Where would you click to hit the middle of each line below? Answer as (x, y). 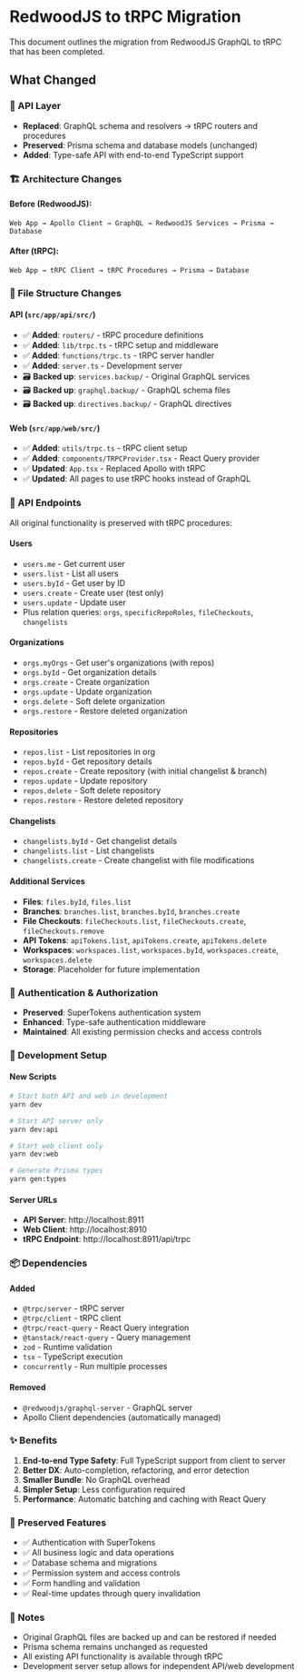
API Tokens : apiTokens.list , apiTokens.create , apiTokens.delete (145, 940)
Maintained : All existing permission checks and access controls (142, 1031)
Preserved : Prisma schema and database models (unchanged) (140, 145)
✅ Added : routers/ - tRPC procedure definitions (113, 335)
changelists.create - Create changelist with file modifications (138, 860)
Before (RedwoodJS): (51, 204)
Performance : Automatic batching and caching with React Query (144, 1499)
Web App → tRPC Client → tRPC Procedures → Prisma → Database (129, 270)
